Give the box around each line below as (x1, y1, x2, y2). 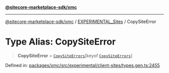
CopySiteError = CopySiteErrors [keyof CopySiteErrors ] (17, 52, 133, 58)
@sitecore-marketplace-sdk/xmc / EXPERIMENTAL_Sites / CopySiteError (5, 18, 156, 24)
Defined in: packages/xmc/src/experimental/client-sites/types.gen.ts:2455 (5, 62, 160, 68)
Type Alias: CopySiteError (5, 36, 116, 47)
